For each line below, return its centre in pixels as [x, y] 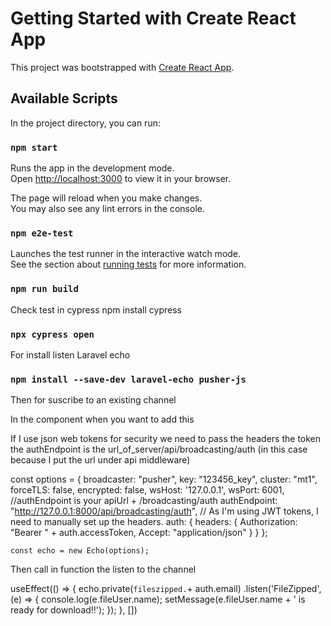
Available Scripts [64, 98]
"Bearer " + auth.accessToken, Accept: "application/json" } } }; [139, 533]
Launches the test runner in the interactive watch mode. [126, 254]
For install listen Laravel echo [70, 354]
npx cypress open [52, 334]
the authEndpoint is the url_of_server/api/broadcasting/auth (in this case [159, 449]
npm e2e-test [42, 233]
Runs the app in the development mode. [92, 168]
